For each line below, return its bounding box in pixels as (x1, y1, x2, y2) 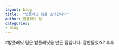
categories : (5, 21, 30, 26)
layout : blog (5, 7, 32, 12)
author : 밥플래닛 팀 (5, 16, 42, 21)
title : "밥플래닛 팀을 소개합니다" (5, 12, 69, 17)
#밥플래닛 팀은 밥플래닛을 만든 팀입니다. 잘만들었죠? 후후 (5, 40, 115, 46)
